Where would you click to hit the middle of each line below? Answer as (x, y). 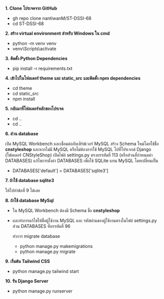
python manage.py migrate (48, 252)
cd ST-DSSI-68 (28, 24)
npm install (24, 99)
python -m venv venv (34, 43)
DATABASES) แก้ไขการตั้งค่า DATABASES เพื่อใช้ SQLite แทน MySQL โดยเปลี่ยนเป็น (82, 161)
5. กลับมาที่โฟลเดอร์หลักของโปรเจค (34, 109)
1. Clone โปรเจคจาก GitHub (31, 8)
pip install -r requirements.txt (42, 68)
